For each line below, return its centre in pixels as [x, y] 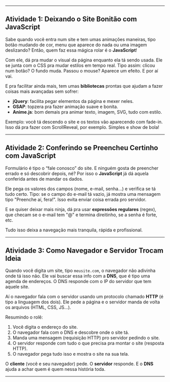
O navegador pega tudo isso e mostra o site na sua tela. [71, 354]
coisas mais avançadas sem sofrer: [42, 91]
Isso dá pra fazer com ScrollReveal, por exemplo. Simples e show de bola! [82, 127]
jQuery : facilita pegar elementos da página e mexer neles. [73, 101]
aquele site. [17, 287]
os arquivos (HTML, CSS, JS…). [38, 307]
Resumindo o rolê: [24, 317]
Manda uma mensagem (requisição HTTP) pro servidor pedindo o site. [86, 338]
